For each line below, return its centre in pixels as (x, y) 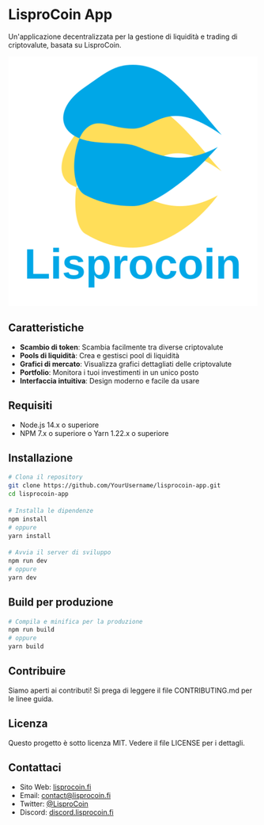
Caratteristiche (46, 328)
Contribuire (37, 671)
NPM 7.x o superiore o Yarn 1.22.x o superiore (94, 433)
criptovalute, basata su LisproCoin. (65, 44)
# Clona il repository (45, 477)
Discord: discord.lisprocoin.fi (66, 812)
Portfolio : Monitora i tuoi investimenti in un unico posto (109, 372)
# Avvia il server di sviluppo (60, 552)
